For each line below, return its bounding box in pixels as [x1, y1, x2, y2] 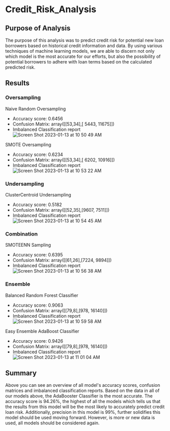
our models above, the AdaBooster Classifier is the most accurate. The [5, 393, 153, 399]
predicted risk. [5, 64, 35, 70]
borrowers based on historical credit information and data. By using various [5, 43, 163, 49]
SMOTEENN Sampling [5, 242, 52, 248]
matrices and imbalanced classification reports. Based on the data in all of [5, 387, 160, 394]
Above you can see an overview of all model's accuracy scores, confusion [5, 382, 160, 388]
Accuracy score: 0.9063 [12, 302, 63, 308]
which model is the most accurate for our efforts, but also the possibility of [5, 53, 161, 59]
